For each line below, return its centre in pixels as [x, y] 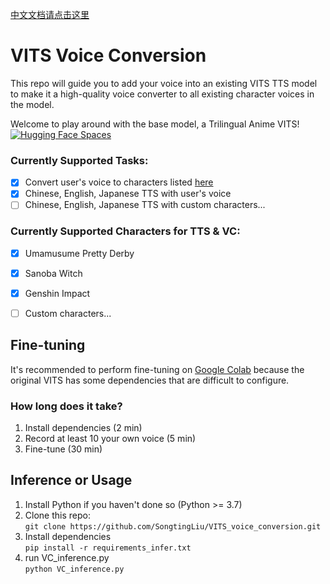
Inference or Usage [71, 480]
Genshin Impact [57, 293]
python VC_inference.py [74, 569]
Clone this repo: [57, 515]
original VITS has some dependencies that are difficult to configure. [150, 380]
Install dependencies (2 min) [83, 428]
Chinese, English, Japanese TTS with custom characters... [145, 205]
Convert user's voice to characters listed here [119, 182]
